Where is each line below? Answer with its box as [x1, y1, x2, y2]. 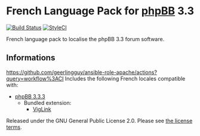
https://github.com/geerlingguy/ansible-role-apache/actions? [6, 69, 157, 76]
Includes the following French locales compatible [64, 75, 186, 82]
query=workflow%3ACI [6, 75, 64, 82]
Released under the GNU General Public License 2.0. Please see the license [6, 117, 193, 124]
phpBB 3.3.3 [14, 92, 46, 100]
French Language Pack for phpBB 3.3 [6, 4, 194, 18]
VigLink [32, 106, 52, 113]
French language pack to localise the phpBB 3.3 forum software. [6, 35, 165, 42]
